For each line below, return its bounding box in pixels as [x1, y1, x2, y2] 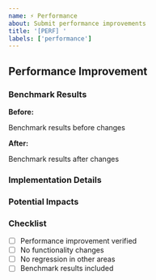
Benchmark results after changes [8, 154, 120, 163]
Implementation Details [8, 174, 103, 185]
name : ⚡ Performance [8, 11, 78, 20]
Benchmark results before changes [8, 122, 125, 132]
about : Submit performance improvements [8, 19, 147, 28]
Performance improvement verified [19, 236, 137, 246]
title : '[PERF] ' [8, 27, 67, 35]
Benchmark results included [19, 264, 114, 274]
